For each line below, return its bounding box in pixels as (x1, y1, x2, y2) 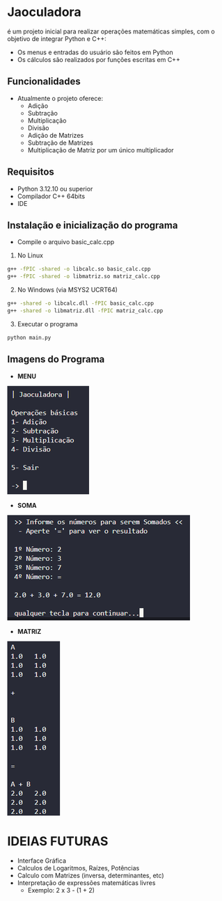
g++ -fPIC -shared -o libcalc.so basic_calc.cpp (7, 266, 151, 273)
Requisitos (7, 166, 54, 178)
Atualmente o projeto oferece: (17, 94, 103, 102)
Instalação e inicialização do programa (7, 219, 178, 231)
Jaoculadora (7, 4, 81, 20)
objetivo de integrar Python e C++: (7, 34, 106, 42)
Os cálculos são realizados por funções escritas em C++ (17, 55, 181, 63)
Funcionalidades (7, 76, 81, 88)
